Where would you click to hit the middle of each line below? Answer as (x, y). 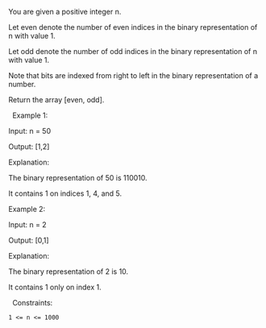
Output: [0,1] (29, 240)
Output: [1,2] (29, 147)
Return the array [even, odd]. (56, 100)
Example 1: (30, 115)
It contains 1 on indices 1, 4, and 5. (65, 193)
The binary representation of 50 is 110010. (78, 178)
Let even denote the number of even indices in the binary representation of (133, 27)
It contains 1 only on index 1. (55, 287)
